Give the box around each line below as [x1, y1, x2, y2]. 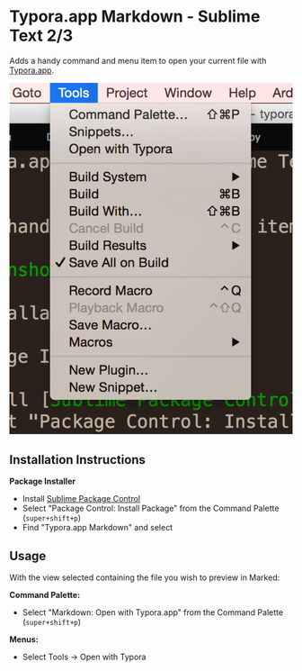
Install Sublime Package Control [22, 494, 141, 504]
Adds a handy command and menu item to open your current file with [9, 55, 267, 66]
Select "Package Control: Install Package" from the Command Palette [22, 503, 280, 514]
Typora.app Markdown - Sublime [9, 6, 261, 27]
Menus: [9, 633, 39, 645]
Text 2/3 [9, 25, 74, 46]
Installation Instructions [9, 452, 147, 467]
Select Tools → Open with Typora [22, 651, 147, 662]
